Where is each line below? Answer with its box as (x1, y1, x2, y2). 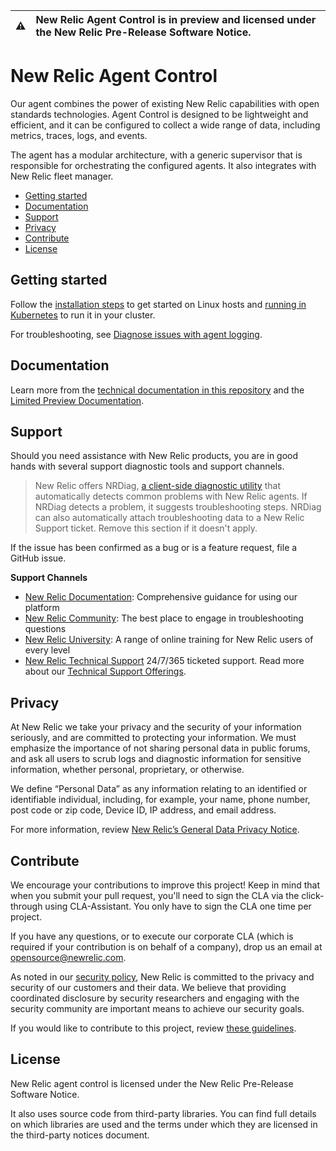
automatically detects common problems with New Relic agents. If (34, 490, 308, 503)
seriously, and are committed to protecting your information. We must (10, 732, 297, 744)
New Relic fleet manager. (10, 170, 114, 182)
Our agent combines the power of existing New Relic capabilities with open (10, 97, 320, 109)
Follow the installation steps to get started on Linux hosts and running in (10, 298, 307, 310)
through (10, 900, 43, 912)
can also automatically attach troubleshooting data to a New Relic (34, 512, 305, 524)
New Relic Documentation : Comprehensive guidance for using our (24, 591, 298, 603)
